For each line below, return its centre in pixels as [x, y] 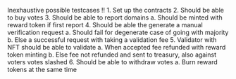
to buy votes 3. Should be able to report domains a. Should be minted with [115, 17]
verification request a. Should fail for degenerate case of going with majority [118, 32]
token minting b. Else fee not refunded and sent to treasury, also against [112, 55]
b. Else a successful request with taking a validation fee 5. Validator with [112, 40]
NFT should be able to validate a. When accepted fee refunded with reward [117, 47]
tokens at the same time [42, 70]
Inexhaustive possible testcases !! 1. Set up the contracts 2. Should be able [116, 10]
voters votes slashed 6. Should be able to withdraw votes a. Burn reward [113, 62]
